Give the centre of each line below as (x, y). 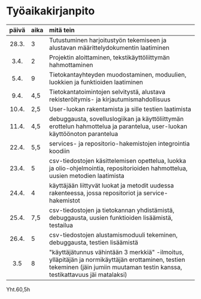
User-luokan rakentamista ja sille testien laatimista (120, 109)
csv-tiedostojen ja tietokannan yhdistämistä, (112, 210)
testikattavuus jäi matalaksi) (88, 274)
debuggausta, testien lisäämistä (94, 242)
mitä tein (62, 30)
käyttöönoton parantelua (83, 134)
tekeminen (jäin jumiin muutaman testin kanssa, (115, 267)
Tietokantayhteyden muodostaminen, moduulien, (118, 74)
